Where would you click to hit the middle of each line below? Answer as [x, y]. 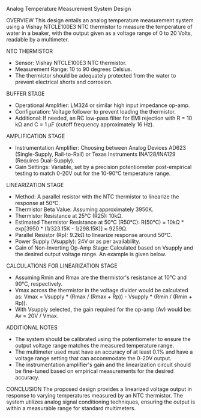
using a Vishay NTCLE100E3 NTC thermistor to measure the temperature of [100, 27]
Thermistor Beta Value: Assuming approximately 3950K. [84, 209]
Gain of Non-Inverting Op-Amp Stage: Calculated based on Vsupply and [104, 248]
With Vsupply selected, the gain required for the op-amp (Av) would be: [103, 309]
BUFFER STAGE [25, 94]
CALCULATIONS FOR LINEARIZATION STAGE [62, 266]
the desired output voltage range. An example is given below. [91, 254]
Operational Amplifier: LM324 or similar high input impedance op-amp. [102, 105]
